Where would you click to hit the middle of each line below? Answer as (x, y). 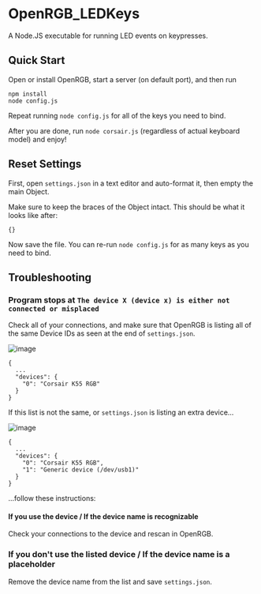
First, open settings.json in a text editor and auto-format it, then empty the (131, 183)
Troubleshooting (50, 277)
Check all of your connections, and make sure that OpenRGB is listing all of (130, 325)
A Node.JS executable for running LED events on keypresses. (108, 36)
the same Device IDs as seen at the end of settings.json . (102, 333)
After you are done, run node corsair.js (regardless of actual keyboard (124, 130)
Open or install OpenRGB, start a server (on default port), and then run (122, 79)
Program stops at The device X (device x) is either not (119, 299)
